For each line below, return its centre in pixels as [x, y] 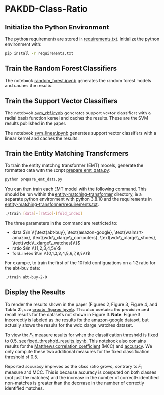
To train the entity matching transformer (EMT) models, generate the [74, 165]
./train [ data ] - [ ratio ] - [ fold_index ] [44, 214]
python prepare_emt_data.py [34, 180]
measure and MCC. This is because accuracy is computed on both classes [81, 372]
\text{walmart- [129, 232]
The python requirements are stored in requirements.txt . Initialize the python [82, 39]
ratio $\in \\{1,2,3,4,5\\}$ [37, 248]
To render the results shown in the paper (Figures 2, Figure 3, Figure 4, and [81, 304]
